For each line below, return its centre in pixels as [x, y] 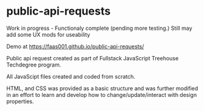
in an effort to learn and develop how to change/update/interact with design [102, 95]
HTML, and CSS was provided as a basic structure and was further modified [102, 88]
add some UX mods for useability [48, 34]
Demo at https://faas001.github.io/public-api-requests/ [75, 46]
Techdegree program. [34, 65]
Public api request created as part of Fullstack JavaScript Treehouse [93, 58]
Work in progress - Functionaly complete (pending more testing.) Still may [99, 28]
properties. [20, 101]
